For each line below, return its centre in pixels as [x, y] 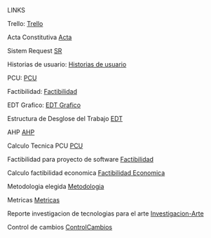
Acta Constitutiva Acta [40, 37]
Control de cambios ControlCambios [60, 227]
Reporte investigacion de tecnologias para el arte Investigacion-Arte [106, 213]
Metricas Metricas [34, 200]
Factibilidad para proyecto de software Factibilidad [81, 159]
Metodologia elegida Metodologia [56, 186]
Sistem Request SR [35, 51]
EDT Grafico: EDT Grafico [44, 105]
